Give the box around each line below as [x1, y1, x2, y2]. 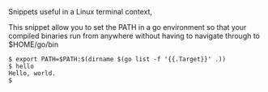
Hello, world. [8, 69, 57, 77]
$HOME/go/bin [8, 40, 59, 49]
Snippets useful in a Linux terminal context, [8, 7, 152, 16]
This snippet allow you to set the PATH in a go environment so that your [8, 23, 247, 31]
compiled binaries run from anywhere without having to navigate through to [8, 31, 261, 40]
